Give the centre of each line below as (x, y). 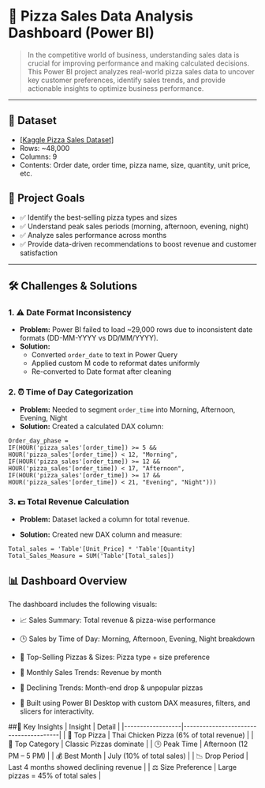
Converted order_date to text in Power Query (105, 355)
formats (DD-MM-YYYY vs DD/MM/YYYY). (89, 338)
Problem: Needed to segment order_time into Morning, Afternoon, (127, 409)
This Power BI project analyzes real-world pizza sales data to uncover (141, 71)
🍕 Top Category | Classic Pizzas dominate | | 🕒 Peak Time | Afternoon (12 (128, 744)
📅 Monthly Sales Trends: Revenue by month (90, 672)
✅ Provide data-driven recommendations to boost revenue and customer (138, 243)
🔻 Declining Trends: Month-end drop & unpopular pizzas (111, 688)
